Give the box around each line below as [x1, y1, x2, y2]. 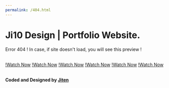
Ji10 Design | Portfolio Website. [5, 29, 141, 41]
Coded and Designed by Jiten [5, 77, 69, 83]
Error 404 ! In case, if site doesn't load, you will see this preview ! [5, 46, 142, 52]
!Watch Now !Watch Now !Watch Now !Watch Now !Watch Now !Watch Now [5, 62, 164, 68]
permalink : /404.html [5, 7, 51, 13]
